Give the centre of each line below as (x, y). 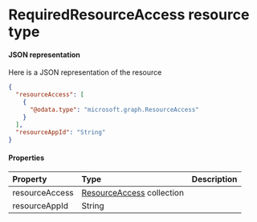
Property (30, 179)
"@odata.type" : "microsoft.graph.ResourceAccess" (114, 110)
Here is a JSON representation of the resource (85, 72)
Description (214, 179)
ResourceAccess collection (133, 192)
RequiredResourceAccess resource (129, 15)
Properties (27, 158)
